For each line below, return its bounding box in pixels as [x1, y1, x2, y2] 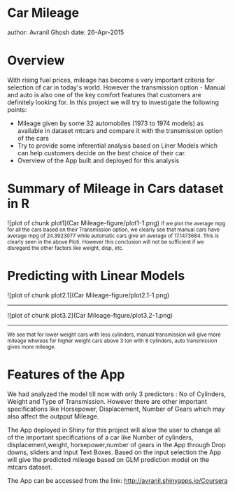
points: [7, 105, 27, 113]
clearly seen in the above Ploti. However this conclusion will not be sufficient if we [7, 238, 204, 246]
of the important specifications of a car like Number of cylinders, [7, 433, 194, 442]
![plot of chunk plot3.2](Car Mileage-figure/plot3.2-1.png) [7, 311, 173, 319]
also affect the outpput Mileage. [7, 412, 99, 421]
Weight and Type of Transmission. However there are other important [7, 397, 208, 405]
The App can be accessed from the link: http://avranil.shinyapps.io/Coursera [7, 476, 228, 484]
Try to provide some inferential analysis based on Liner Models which [17, 141, 218, 150]
